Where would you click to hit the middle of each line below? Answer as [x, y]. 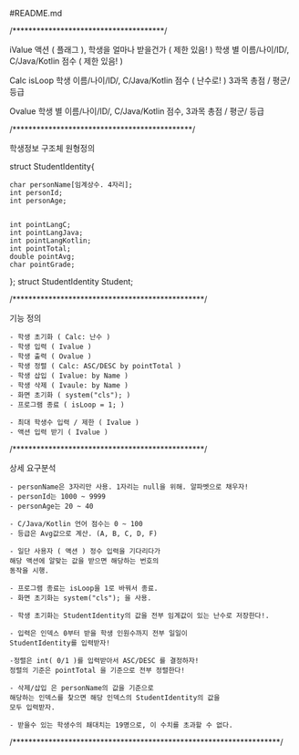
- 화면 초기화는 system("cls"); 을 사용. [81, 598]
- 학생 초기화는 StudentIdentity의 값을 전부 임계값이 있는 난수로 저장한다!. [139, 615]
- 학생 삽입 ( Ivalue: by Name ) [69, 376]
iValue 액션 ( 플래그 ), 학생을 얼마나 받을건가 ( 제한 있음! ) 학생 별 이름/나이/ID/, [149, 50]
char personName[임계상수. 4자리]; [71, 185]
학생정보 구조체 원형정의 [52, 148]
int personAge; [38, 201]
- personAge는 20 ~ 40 [52, 506]
